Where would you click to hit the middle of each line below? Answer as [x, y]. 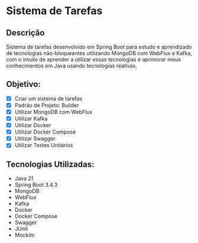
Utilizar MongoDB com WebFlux [53, 112]
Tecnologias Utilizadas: [50, 164]
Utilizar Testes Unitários [44, 145]
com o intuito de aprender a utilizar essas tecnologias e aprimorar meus [94, 59]
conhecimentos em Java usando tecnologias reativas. [72, 66]
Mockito [25, 235]
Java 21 [24, 179]
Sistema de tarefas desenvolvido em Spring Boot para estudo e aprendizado [99, 47]
